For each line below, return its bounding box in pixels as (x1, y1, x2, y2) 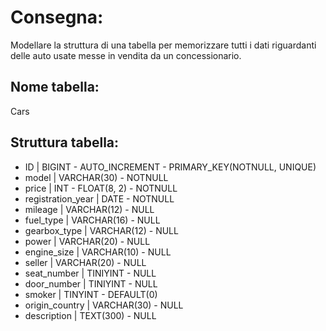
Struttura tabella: (10, 134, 120, 151)
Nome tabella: (10, 79, 100, 96)
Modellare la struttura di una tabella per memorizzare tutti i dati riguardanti (10, 39, 317, 51)
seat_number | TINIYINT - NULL (24, 267, 157, 279)
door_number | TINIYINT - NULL (24, 277, 158, 290)
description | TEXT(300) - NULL (24, 309, 157, 321)
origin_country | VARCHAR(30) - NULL (24, 299, 184, 311)
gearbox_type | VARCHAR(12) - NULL (24, 224, 179, 236)
